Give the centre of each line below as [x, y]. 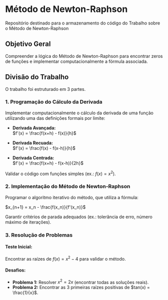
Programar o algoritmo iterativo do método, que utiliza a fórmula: [72, 197]
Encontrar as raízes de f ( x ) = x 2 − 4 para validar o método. [65, 258]
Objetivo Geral [28, 44]
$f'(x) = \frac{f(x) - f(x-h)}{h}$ [44, 148]
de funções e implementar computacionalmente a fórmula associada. [77, 61]
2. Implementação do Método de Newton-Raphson [68, 187]
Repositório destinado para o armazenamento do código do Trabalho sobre [83, 23]
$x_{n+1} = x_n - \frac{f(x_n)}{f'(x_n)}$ [45, 207]
